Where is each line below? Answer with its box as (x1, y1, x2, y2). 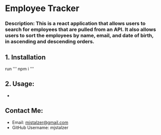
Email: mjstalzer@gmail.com (12, 119, 69, 125)
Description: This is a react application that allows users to (5, 20, 146, 27)
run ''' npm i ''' (5, 66, 34, 71)
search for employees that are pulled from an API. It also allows (5, 26, 156, 33)
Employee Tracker (5, 3, 80, 14)
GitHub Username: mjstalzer (12, 124, 69, 130)
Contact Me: (5, 107, 44, 115)
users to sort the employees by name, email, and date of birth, (5, 32, 154, 39)
